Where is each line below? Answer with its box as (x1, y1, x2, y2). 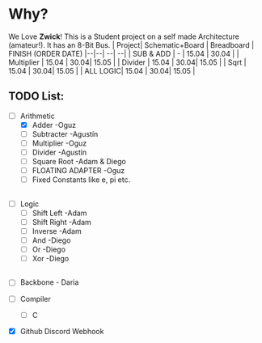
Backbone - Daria (19, 277, 79, 287)
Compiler (19, 294, 51, 303)
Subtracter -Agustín (32, 129, 99, 138)
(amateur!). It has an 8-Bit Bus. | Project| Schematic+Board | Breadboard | (8, 40, 255, 49)
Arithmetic (19, 111, 55, 121)
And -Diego (32, 235, 71, 245)
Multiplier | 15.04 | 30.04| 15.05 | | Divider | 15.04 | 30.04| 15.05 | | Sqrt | (8, 57, 247, 67)
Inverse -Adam (32, 226, 82, 235)
